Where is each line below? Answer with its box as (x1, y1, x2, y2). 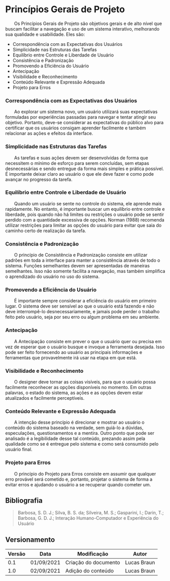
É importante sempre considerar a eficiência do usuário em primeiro (14, 298, 157, 304)
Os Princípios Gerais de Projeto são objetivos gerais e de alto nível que (14, 20, 162, 26)
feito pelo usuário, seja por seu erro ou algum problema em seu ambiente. (5, 314, 160, 320)
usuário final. (5, 447, 33, 453)
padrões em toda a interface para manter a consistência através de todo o (5, 257, 160, 263)
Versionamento (5, 535, 55, 544)
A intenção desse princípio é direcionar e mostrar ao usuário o (14, 419, 145, 426)
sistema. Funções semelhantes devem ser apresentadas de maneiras (5, 263, 150, 269)
